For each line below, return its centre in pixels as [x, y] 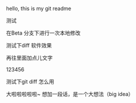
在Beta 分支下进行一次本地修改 [43, 33]
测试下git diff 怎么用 [30, 82]
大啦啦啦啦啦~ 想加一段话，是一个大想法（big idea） [70, 94]
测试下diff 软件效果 [29, 45]
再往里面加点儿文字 [29, 58]
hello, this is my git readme [39, 8]
